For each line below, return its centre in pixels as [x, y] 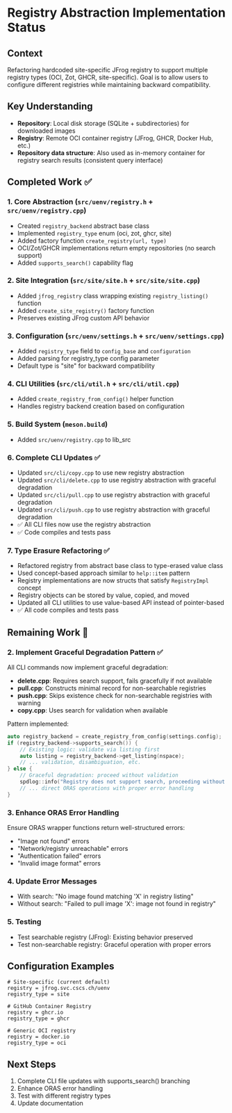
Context [25, 53]
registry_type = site [39, 994]
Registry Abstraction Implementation [116, 13]
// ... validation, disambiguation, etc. [80, 763]
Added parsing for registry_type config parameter [88, 359]
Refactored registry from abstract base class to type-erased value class [120, 566]
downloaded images [46, 131]
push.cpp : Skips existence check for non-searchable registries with [115, 695]
